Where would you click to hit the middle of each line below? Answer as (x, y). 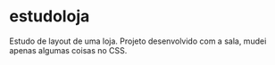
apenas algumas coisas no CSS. (68, 50)
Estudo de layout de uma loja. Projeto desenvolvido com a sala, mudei (138, 41)
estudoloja (50, 16)
